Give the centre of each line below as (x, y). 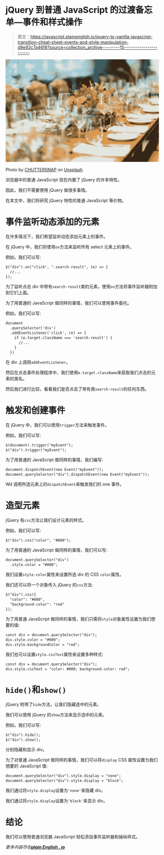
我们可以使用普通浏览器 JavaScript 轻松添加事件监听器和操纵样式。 (73, 836)
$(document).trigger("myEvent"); (39, 445)
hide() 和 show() (36, 690)
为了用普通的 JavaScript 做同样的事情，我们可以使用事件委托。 (69, 303)
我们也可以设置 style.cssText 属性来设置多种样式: (55, 654)
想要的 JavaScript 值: (27, 766)
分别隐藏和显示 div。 (26, 749)
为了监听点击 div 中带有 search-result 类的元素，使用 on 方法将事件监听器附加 (82, 286)
